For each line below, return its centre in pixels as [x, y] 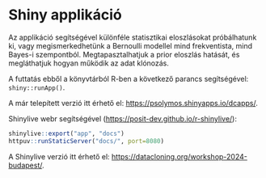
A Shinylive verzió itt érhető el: [59, 156]
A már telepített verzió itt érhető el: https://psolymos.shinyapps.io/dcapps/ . [133, 103]
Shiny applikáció [65, 15]
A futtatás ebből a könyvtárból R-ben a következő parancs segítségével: [129, 78]
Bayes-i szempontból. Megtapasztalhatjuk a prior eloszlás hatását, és [124, 54]
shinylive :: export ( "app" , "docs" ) [67, 133]
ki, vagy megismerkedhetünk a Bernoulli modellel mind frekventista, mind [131, 45]
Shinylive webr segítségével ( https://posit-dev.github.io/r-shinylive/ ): [122, 118]
